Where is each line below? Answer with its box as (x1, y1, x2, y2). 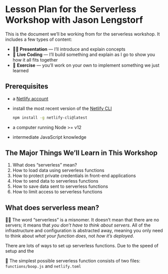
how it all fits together (12, 57, 58, 63)
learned (12, 67, 29, 74)
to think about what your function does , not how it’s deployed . (5, 233, 135, 239)
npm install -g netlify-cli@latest (12, 115, 88, 120)
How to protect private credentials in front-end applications (12, 173, 136, 179)
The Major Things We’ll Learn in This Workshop (5, 149, 158, 157)
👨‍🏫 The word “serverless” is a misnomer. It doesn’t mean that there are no (5, 217, 159, 223)
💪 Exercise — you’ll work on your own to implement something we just (12, 62, 160, 68)
